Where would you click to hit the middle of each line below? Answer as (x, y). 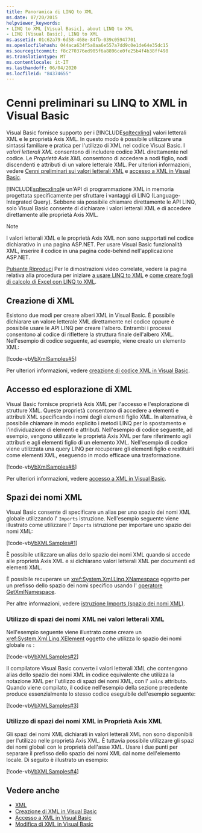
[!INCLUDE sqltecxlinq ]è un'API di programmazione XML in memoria (90, 189)
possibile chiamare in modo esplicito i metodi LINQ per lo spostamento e (96, 423)
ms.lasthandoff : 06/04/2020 (42, 68)
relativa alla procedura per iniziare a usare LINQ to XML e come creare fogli (100, 275)
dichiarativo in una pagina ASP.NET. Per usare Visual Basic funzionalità (94, 245)
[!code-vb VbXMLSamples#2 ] (43, 657)
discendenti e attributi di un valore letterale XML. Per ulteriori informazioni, (99, 165)
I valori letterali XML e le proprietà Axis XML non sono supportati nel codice (100, 238)
